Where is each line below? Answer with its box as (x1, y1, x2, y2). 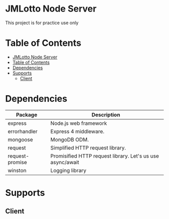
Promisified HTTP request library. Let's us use (50, 152, 159, 159)
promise (8, 159, 27, 166)
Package (16, 111, 38, 118)
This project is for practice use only (5, 20, 79, 26)
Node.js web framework (50, 119, 107, 126)
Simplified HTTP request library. (50, 144, 126, 151)
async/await (50, 159, 79, 166)
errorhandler (8, 128, 38, 135)
